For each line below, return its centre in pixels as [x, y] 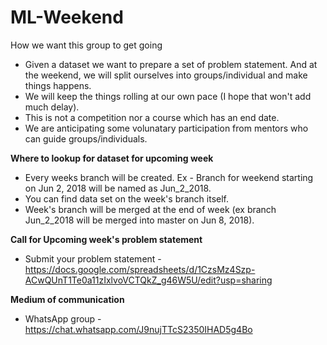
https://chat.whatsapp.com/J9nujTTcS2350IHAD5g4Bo [138, 329]
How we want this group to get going [86, 45]
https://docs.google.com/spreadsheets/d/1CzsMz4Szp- [140, 269]
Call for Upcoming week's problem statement [106, 239]
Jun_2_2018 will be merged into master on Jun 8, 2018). [139, 220]
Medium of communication [67, 299]
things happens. [58, 85]
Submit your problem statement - [93, 258]
